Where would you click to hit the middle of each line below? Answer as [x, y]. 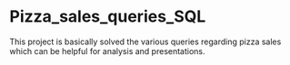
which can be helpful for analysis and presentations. [108, 51]
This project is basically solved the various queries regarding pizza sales [145, 42]
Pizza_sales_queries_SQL [108, 17]
